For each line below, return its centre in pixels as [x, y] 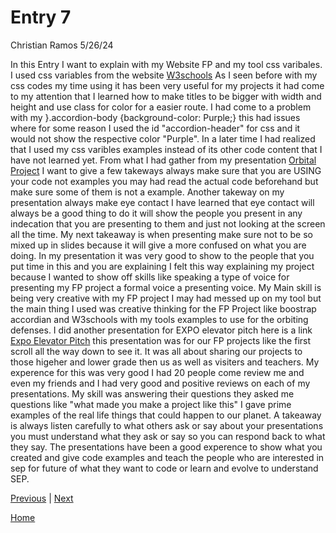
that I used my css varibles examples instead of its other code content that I [166, 149]
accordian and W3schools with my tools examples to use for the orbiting [159, 319]
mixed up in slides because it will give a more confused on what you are [158, 245]
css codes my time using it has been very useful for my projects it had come [167, 85]
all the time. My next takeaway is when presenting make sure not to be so [161, 234]
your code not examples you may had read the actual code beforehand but [164, 181]
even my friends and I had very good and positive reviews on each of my [160, 383]
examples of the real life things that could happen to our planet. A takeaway [166, 415]
